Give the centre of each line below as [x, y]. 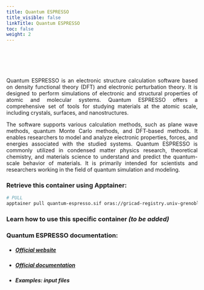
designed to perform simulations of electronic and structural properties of [102, 93]
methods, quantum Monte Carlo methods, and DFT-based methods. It [102, 131]
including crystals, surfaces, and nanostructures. [68, 113]
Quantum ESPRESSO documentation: [62, 235]
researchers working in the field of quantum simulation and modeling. [93, 170]
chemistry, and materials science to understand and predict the [89, 157]
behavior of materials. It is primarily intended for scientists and [110, 163]
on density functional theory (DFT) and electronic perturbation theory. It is [102, 87]
